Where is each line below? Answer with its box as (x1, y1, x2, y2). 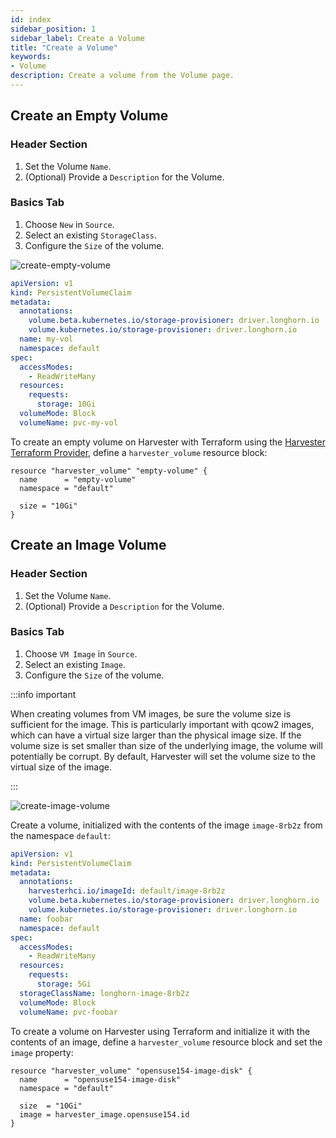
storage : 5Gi (36, 979, 92, 990)
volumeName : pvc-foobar (19, 1007, 118, 1017)
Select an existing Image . (24, 658, 126, 670)
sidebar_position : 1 (10, 24, 97, 34)
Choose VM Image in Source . (24, 647, 138, 660)
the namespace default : (10, 829, 111, 841)
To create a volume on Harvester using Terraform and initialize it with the (10, 1025, 311, 1037)
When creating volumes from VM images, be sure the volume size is (10, 707, 292, 720)
